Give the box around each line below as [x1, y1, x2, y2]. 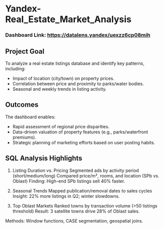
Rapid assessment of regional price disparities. [12, 123, 110, 129]
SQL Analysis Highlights [5, 154, 83, 163]
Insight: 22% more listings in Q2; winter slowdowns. [12, 193, 120, 199]
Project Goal [5, 47, 45, 56]
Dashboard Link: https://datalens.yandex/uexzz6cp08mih [5, 32, 150, 39]
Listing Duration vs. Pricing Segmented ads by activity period [12, 167, 139, 173]
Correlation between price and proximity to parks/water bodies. [12, 81, 144, 87]
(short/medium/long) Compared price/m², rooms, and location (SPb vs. [12, 172, 159, 178]
